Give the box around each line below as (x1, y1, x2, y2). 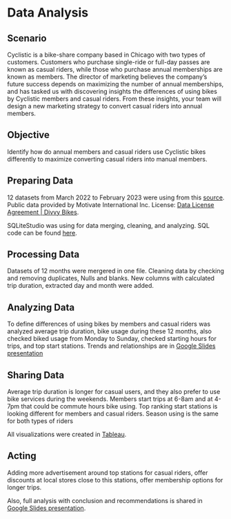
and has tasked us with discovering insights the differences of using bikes (7, 88, 217, 95)
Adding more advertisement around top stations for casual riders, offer (7, 468, 208, 477)
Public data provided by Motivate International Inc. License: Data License (7, 200, 214, 208)
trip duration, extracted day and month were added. (7, 282, 154, 290)
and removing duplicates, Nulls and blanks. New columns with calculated (7, 274, 215, 282)
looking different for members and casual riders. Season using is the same (7, 409, 219, 418)
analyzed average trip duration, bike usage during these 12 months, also (7, 327, 212, 335)
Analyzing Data (7, 302, 74, 313)
